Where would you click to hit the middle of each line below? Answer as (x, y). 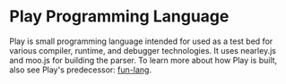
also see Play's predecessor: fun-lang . (81, 70)
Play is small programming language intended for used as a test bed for (141, 41)
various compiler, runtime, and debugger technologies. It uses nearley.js (143, 50)
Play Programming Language (119, 17)
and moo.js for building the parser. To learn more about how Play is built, (143, 60)
